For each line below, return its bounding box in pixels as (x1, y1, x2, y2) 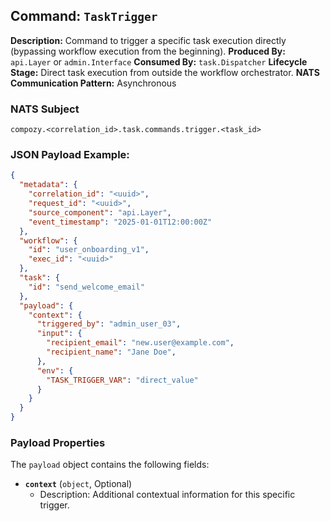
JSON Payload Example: (10, 148, 130, 162)
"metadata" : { (19, 180, 78, 190)
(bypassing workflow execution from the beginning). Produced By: (10, 45, 286, 57)
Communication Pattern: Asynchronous (10, 77, 177, 89)
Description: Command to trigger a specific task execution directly (10, 34, 287, 46)
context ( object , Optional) (24, 478, 133, 490)
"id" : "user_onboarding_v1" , (28, 245, 150, 255)
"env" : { (36, 365, 74, 376)
